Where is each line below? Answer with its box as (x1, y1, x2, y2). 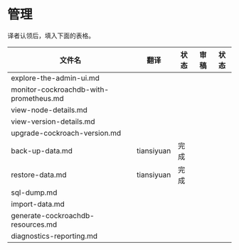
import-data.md (11, 199, 65, 209)
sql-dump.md (11, 187, 58, 197)
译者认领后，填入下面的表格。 (7, 31, 95, 40)
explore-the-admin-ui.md (11, 72, 100, 82)
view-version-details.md (11, 116, 95, 126)
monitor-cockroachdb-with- (11, 85, 109, 94)
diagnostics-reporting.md (11, 231, 98, 241)
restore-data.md (11, 170, 67, 180)
